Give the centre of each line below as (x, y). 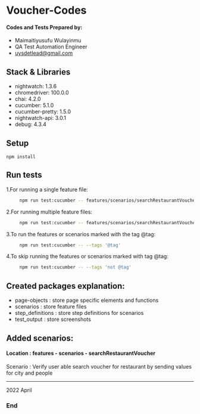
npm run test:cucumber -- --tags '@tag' (70, 245)
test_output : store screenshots (53, 319)
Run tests (24, 175)
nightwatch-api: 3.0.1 (40, 118)
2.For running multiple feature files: (49, 212)
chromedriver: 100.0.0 (42, 92)
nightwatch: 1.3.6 (36, 86)
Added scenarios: (40, 338)
